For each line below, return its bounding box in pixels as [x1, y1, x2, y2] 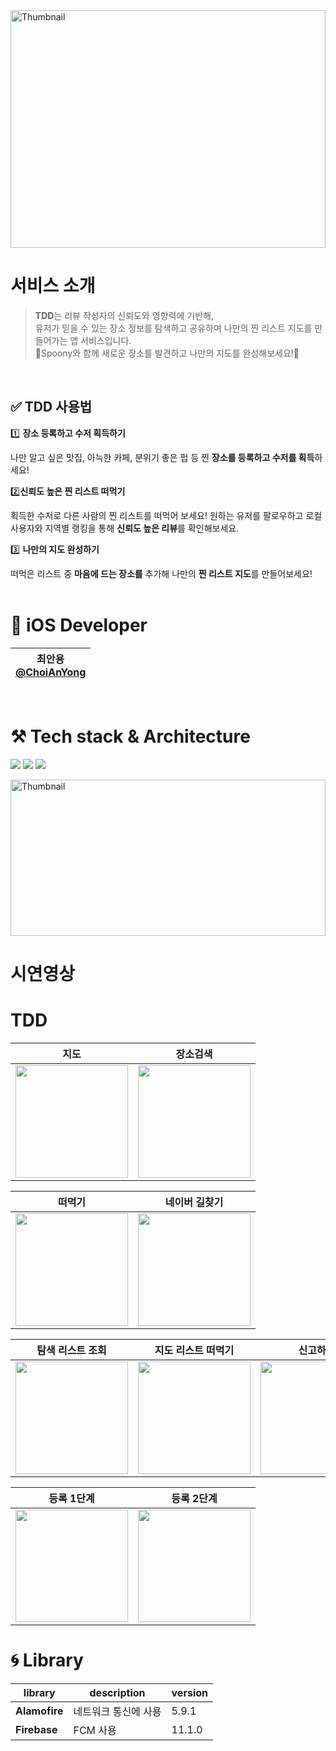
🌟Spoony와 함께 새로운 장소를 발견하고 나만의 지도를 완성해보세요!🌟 [34, 347, 300, 359]
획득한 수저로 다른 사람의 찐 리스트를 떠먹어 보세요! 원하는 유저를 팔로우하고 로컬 [10, 509, 323, 521]
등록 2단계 [171, 1491, 218, 1505]
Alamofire [15, 1704, 64, 1718]
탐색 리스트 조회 [36, 1343, 107, 1357]
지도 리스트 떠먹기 [154, 1343, 235, 1357]
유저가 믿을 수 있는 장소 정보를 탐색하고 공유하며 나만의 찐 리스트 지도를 [34, 322, 313, 334]
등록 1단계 [48, 1491, 95, 1505]
